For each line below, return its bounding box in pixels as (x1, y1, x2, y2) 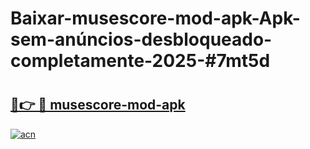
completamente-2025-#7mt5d (10, 50, 271, 72)
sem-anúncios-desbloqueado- (10, 28, 273, 51)
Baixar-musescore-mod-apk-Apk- (10, 7, 301, 30)
